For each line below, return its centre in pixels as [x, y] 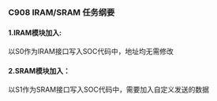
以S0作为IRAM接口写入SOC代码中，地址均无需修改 [91, 52]
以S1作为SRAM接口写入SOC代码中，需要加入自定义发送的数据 [108, 90]
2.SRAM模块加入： [39, 70]
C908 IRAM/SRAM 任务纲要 [62, 12]
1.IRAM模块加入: [35, 32]
